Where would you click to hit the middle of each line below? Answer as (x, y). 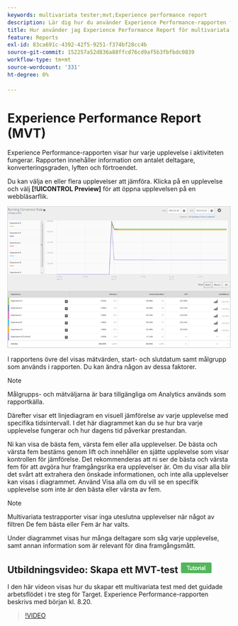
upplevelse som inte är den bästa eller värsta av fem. (84, 489)
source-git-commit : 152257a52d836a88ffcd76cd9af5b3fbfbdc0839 (101, 52)
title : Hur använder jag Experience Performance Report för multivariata (119, 30)
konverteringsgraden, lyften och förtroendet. (73, 168)
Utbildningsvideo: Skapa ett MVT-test (93, 570)
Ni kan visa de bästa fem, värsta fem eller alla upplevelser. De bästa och (113, 444)
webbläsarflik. (28, 197)
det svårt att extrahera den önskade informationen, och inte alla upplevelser (118, 474)
